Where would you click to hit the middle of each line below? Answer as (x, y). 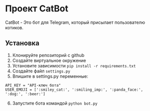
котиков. (14, 27)
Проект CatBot (37, 9)
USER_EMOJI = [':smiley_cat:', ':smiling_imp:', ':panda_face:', (74, 90)
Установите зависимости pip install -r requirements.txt (74, 65)
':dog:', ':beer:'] (25, 94)
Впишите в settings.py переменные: (50, 76)
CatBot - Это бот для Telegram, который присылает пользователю (75, 22)
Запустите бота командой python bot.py (55, 103)
